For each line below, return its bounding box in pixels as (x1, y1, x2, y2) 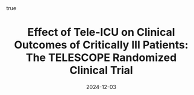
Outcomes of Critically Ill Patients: (14, 38, 189, 52)
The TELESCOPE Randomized (25, 51, 177, 65)
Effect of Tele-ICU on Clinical (27, 26, 175, 39)
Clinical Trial (69, 64, 134, 77)
